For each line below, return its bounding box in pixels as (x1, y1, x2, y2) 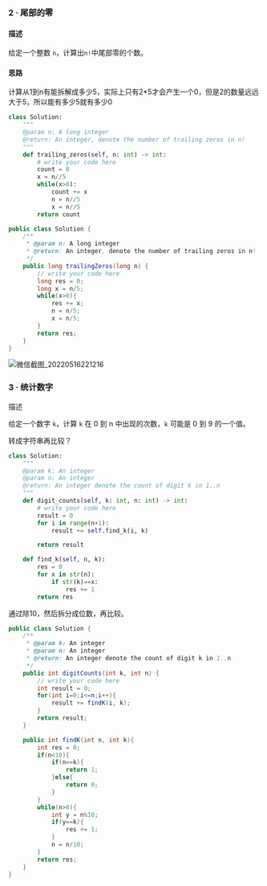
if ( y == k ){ (51, 818, 84, 827)
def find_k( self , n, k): (22, 556, 106, 564)
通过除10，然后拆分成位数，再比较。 (8, 608, 128, 618)
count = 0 (37, 165, 70, 174)
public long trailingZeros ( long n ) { (22, 262, 149, 270)
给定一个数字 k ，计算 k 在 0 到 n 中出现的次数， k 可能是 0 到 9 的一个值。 (8, 419, 250, 428)
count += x (51, 188, 88, 196)
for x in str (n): (37, 570, 95, 578)
